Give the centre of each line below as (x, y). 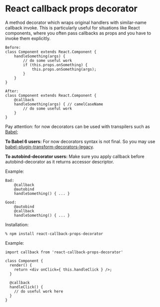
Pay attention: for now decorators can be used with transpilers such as (78, 126)
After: (12, 91)
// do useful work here (39, 291)
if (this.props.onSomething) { (55, 65)
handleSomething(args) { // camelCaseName (59, 104)
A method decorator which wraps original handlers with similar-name (76, 22)
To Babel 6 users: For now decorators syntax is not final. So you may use (80, 141)
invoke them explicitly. (28, 38)
